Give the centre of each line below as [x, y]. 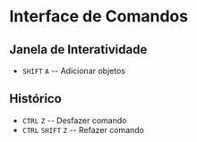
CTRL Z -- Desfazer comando [74, 120]
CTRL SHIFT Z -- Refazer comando [83, 129]
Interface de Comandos [99, 17]
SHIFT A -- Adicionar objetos [73, 71]
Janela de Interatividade [78, 50]
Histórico [36, 99]
